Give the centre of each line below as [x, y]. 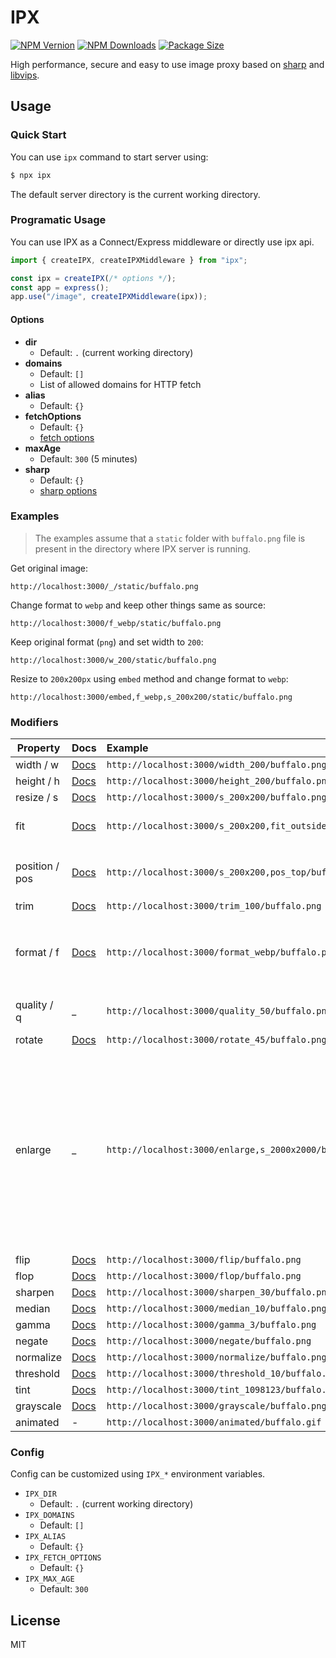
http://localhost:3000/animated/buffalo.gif [214, 1422]
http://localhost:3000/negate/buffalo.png [209, 1341]
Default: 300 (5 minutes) [88, 458]
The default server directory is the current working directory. [135, 194]
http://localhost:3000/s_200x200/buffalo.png [216, 797]
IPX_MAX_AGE [49, 1579]
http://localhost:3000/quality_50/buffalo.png [219, 1011]
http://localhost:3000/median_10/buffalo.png [216, 1309]
